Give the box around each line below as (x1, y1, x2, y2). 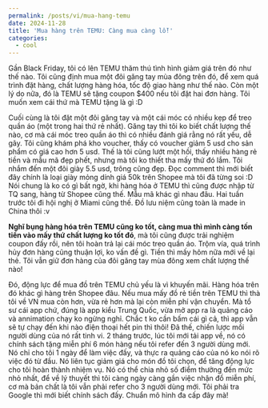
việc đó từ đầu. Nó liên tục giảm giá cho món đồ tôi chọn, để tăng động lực (8, 357, 255, 366)
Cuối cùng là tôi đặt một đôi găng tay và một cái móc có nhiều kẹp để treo (8, 113, 252, 122)
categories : (8, 34, 48, 42)
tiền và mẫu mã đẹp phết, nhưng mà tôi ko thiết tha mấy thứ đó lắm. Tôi (8, 155, 243, 165)
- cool (15, 42, 38, 50)
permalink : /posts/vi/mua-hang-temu (8, 11, 130, 20)
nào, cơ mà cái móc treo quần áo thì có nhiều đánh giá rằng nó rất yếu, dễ (8, 130, 252, 140)
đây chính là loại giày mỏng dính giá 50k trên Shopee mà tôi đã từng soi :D (8, 173, 254, 182)
